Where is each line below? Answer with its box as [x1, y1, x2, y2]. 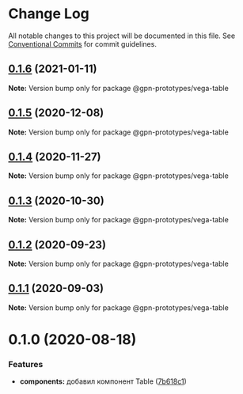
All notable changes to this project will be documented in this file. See [8, 31, 236, 40]
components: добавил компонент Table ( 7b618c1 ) [19, 377, 188, 386]
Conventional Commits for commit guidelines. [8, 39, 157, 48]
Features [8, 358, 44, 369]
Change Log [8, 5, 89, 23]
